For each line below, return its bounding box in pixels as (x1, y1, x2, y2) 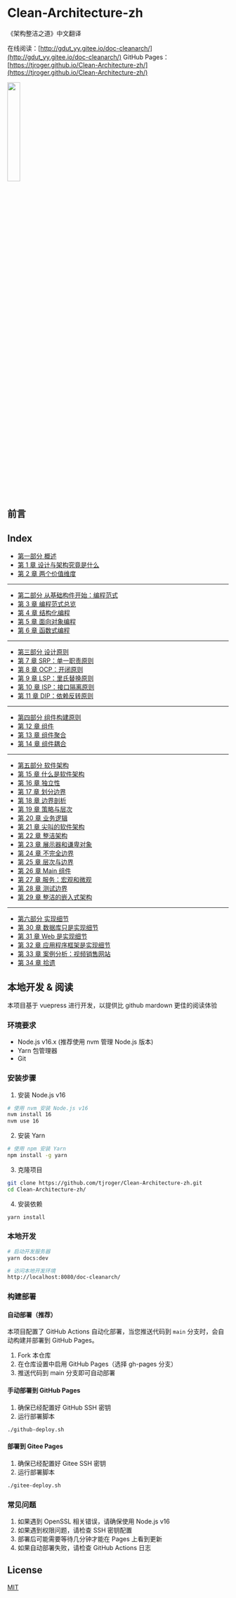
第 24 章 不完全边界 (17, 849, 74, 857)
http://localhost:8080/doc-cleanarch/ (7, 1274, 121, 1281)
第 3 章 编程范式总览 (17, 600, 77, 608)
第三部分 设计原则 (17, 648, 69, 656)
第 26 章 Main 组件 (17, 867, 72, 875)
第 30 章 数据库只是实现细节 (17, 923, 99, 932)
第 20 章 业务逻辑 (17, 814, 68, 822)
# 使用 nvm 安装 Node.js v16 (7, 1104, 88, 1112)
